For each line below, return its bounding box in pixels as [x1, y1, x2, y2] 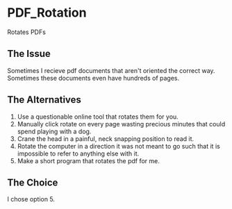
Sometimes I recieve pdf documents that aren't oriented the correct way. [7, 66, 215, 74]
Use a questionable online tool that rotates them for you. [17, 112, 179, 121]
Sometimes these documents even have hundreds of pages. [7, 74, 179, 82]
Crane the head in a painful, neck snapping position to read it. [17, 134, 194, 143]
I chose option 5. [7, 195, 56, 203]
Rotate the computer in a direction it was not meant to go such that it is [17, 142, 220, 150]
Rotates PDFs [7, 28, 47, 36]
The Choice [7, 176, 58, 188]
